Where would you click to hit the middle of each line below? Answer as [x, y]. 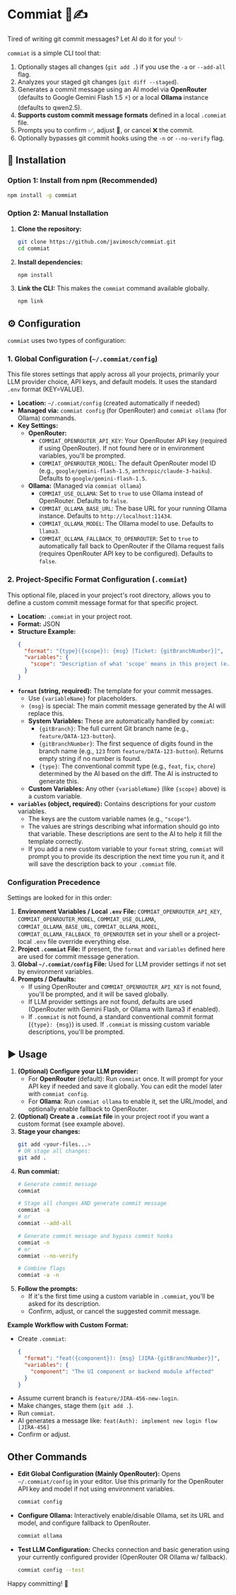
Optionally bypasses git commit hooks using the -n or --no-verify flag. [121, 138]
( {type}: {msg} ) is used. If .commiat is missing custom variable [119, 1025]
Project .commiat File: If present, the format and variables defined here [121, 949]
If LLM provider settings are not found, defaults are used [110, 1002]
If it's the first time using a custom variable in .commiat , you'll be [121, 1296]
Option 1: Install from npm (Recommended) [82, 181]
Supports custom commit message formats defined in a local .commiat [122, 115]
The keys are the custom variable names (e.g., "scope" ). [110, 818]
